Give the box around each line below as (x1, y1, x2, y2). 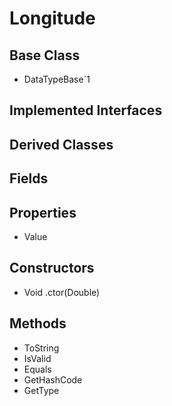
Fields (9, 170, 49, 187)
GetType (23, 384, 60, 396)
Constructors (9, 260, 95, 277)
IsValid (23, 352, 52, 364)
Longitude (9, 7, 96, 30)
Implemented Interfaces (9, 102, 163, 119)
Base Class (9, 47, 81, 64)
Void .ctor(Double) (23, 286, 101, 298)
